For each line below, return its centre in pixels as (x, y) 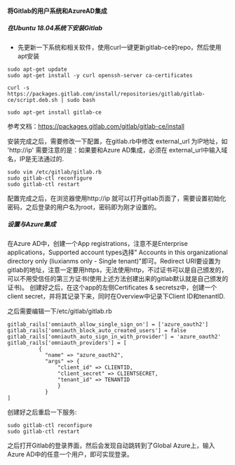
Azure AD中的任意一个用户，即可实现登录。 (70, 454)
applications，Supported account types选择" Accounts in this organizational (117, 252)
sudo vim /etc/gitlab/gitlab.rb (54, 172)
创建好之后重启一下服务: (42, 412)
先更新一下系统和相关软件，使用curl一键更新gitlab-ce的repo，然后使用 (120, 47)
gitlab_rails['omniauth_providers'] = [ (67, 343)
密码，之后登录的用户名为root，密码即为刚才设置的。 (84, 207)
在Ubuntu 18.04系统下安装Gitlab (55, 28)
